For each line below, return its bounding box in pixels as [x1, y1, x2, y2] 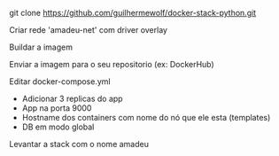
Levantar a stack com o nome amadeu [9, 139, 149, 149]
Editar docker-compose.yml [9, 76, 111, 87]
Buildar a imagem [9, 42, 74, 52]
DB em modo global [21, 121, 95, 132]
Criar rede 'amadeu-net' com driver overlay [9, 25, 168, 35]
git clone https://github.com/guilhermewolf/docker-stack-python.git [9, 8, 257, 18]
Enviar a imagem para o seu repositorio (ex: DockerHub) [9, 59, 214, 69]
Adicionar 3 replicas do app [21, 93, 123, 104]
